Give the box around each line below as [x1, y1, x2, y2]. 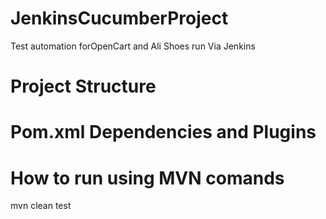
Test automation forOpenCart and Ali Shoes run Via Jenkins [10, 40, 256, 52]
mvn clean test [10, 200, 72, 212]
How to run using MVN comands [10, 167, 285, 189]
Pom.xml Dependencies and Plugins [10, 121, 317, 144]
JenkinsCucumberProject [10, 7, 229, 30]
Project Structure [10, 75, 157, 98]
